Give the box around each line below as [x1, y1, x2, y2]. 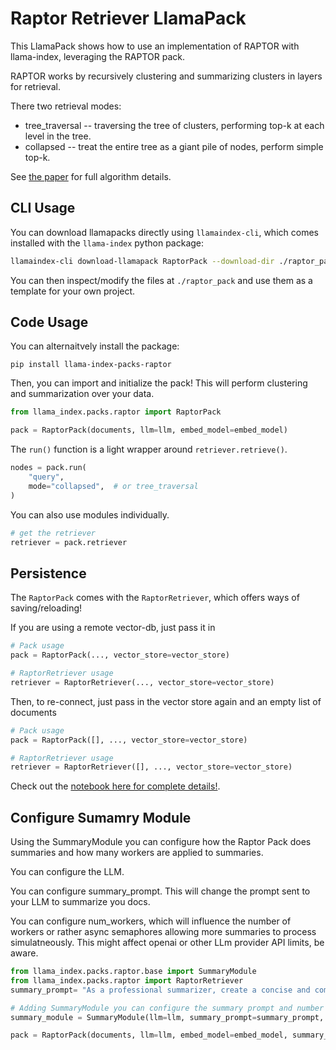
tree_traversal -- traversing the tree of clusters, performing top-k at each [24, 119, 325, 131]
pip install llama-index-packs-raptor [10, 360, 172, 370]
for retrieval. [10, 80, 61, 92]
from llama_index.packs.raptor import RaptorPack [10, 407, 222, 417]
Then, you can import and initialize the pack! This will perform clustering [10, 377, 308, 389]
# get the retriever [10, 528, 97, 538]
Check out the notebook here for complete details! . [10, 780, 221, 792]
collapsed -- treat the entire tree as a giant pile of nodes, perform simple [24, 140, 324, 152]
